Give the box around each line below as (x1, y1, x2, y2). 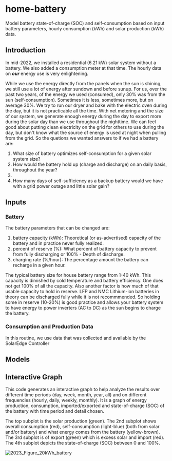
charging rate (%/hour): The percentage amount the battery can (12, 257, 149, 263)
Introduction (5, 46, 46, 54)
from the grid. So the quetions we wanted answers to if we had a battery (5, 135, 159, 141)
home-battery (5, 3, 67, 15)
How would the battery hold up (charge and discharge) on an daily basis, (12, 161, 167, 167)
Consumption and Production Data (5, 323, 93, 330)
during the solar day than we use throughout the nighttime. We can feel (5, 119, 156, 125)
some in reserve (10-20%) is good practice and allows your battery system (5, 299, 164, 305)
